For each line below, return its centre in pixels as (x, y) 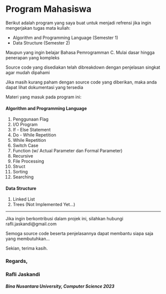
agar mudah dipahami (28, 72)
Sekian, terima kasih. (27, 249)
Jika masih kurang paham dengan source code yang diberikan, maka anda (81, 82)
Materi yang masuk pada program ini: (44, 97)
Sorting (20, 172)
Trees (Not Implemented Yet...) (44, 205)
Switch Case (25, 146)
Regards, (17, 261)
